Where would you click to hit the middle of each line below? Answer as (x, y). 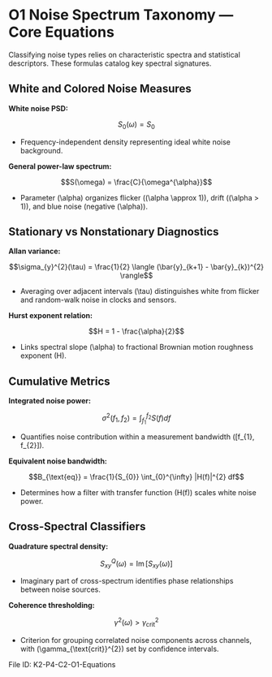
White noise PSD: (39, 108)
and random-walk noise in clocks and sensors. (98, 300)
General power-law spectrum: (60, 166)
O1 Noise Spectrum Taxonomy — (121, 15)
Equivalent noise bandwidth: (58, 461)
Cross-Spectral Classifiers (77, 526)
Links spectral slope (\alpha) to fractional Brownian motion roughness (137, 347)
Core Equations (62, 32)
